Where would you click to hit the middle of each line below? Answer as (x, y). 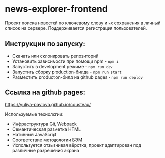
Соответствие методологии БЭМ (47, 140)
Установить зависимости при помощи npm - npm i (65, 61)
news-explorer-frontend (56, 9)
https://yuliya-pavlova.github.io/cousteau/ (48, 104)
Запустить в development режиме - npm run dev (62, 66)
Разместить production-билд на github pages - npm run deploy (77, 77)
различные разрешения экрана (46, 150)
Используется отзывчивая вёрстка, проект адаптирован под (77, 145)
